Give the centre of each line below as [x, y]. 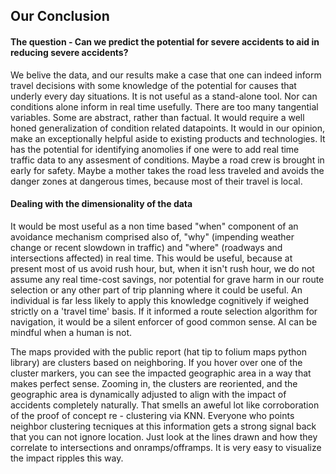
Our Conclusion [60, 16]
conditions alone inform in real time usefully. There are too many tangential [164, 106]
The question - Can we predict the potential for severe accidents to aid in [165, 41]
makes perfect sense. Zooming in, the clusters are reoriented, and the [154, 383]
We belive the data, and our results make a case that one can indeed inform [166, 75]
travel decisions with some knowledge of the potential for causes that [153, 85]
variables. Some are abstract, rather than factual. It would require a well [157, 117]
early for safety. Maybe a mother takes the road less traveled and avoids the [167, 170]
